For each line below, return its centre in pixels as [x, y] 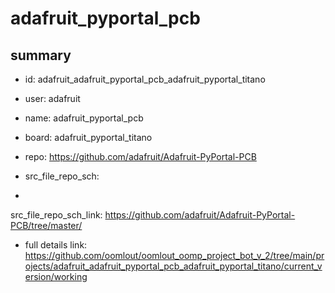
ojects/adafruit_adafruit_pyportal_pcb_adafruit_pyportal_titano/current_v [173, 266]
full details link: [56, 245]
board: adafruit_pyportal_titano [88, 137]
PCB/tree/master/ [46, 225]
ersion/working [56, 276]
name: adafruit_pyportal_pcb [84, 118]
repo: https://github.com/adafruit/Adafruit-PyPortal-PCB [140, 156]
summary [41, 55]
